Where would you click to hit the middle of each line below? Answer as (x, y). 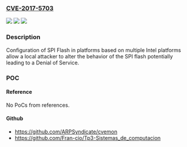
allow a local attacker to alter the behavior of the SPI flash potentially (89, 56)
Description (23, 37)
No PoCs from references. (38, 105)
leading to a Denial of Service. (43, 63)
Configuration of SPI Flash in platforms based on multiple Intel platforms (93, 50)
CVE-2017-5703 (30, 8)
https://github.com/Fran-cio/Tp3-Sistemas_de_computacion (88, 138)
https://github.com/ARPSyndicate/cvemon (66, 132)
